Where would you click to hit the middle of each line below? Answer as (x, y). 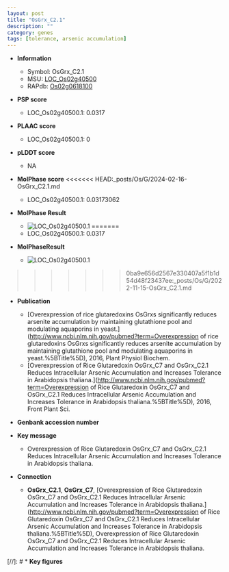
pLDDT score (36, 153)
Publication (33, 301)
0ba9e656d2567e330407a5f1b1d (173, 273)
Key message (37, 436)
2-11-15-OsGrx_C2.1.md (159, 288)
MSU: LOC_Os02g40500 (62, 79)
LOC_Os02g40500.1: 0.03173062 (73, 200)
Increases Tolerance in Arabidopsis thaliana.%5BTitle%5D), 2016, (119, 402)
